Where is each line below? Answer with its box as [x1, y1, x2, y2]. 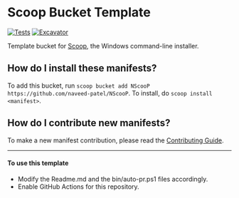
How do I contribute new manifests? [7, 117, 171, 129]
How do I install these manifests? [7, 62, 157, 75]
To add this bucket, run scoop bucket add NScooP [7, 81, 151, 90]
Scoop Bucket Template [7, 4, 151, 21]
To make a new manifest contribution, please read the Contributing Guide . [7, 136, 224, 145]
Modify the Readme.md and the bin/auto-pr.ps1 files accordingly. [17, 174, 208, 183]
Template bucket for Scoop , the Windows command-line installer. [7, 41, 199, 50]
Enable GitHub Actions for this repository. [17, 182, 140, 191]
